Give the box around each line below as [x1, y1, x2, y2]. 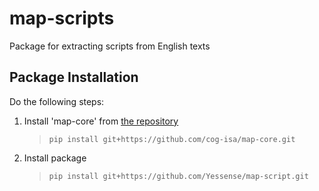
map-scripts [9, 7, 115, 30]
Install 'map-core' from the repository [23, 115, 179, 127]
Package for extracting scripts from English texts [9, 40, 211, 52]
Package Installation [9, 69, 139, 86]
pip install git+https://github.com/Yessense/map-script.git [48, 171, 309, 181]
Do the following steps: [9, 95, 105, 107]
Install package [23, 152, 87, 164]
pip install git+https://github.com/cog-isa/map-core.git [48, 134, 296, 144]
